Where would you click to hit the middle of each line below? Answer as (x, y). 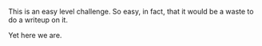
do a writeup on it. (38, 20)
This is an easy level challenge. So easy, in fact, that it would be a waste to (131, 11)
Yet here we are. (35, 35)
